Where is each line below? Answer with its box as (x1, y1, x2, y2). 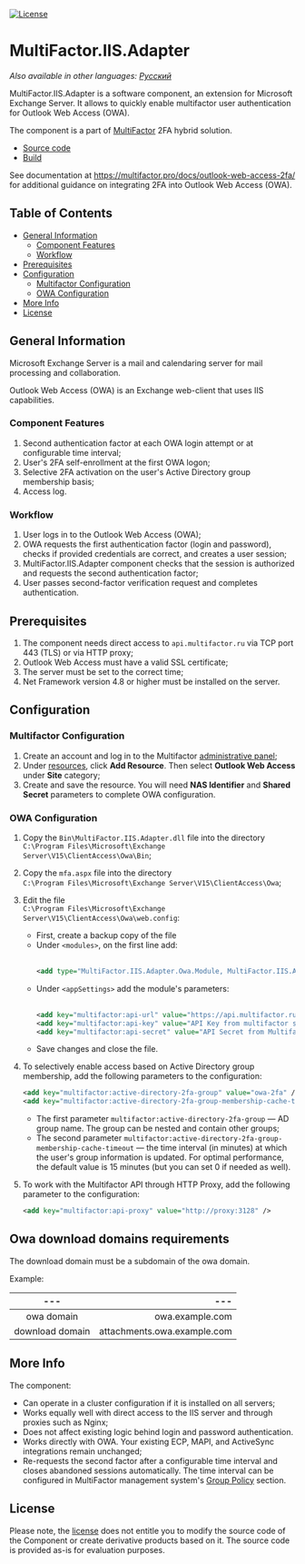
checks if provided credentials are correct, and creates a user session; (22, 549, 288, 559)
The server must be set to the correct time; (22, 666, 184, 677)
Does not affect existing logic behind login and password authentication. (22, 1426, 294, 1437)
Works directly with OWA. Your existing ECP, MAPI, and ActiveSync (22, 1436, 275, 1447)
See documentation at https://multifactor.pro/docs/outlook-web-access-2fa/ (9, 169, 296, 181)
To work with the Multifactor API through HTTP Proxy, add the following (22, 1179, 290, 1190)
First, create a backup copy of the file (35, 929, 177, 940)
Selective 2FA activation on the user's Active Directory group (22, 466, 251, 477)
